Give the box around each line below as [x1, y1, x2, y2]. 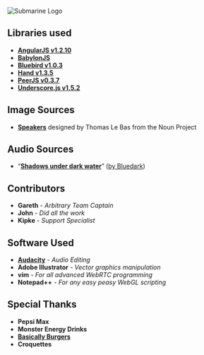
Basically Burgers [17, 332, 71, 341]
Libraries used [7, 27, 72, 39]
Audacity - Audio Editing [17, 255, 90, 264]
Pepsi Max [17, 317, 49, 325]
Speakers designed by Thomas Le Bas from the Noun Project [17, 122, 197, 131]
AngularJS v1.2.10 [17, 46, 72, 54]
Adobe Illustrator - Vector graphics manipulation [17, 263, 161, 272]
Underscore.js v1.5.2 [17, 83, 80, 92]
